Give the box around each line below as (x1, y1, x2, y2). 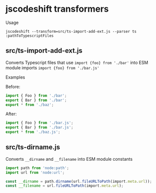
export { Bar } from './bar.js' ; (5, 125, 74, 130)
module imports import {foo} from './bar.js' (5, 64, 99, 70)
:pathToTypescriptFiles (5, 33, 54, 38)
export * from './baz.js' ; (5, 129, 60, 135)
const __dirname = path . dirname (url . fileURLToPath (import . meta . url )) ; (5, 179, 152, 184)
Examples (5, 74, 25, 80)
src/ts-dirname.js (5, 143, 60, 151)
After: (5, 111, 17, 117)
